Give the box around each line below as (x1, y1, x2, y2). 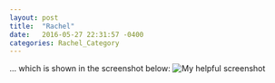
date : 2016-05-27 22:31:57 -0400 (9, 30, 144, 39)
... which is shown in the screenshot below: (9, 63, 171, 74)
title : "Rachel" (9, 22, 75, 31)
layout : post (9, 13, 59, 23)
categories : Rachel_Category (9, 38, 120, 48)
